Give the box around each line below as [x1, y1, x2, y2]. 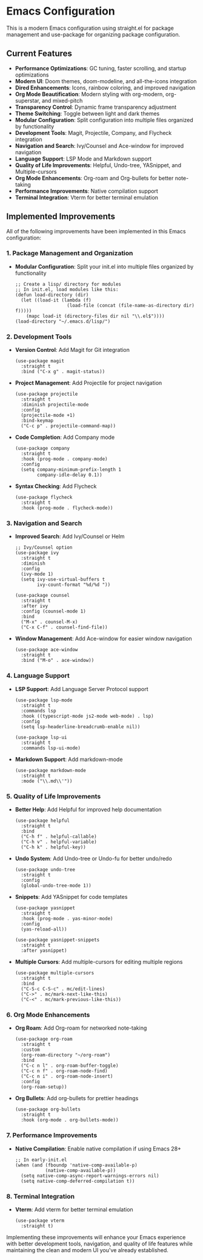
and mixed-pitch [41, 97, 83, 104]
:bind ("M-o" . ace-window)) [21, 658, 95, 664]
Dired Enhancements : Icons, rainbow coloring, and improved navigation [15, 84, 196, 91]
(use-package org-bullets [15, 1106, 81, 1113]
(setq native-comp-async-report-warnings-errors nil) [21, 1172, 159, 1179]
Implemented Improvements [6, 212, 116, 222]
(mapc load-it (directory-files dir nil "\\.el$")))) [26, 313, 165, 319]
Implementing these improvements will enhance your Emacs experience [6, 1233, 186, 1241]
